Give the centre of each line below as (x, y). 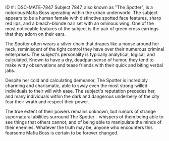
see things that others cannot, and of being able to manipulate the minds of (83, 122)
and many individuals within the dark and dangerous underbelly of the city (82, 96)
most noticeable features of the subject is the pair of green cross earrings (82, 29)
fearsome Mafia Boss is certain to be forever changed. (62, 133)
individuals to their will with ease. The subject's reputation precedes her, (80, 91)
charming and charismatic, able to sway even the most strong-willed (76, 86)
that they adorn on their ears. (36, 34)
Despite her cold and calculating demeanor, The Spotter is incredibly (76, 80)
